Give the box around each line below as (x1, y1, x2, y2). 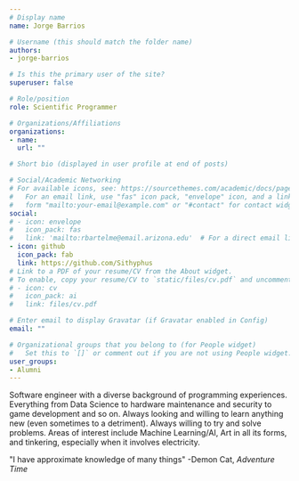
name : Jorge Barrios (9, 21, 86, 30)
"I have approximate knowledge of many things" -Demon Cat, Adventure (9, 454, 275, 465)
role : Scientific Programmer (9, 102, 117, 111)
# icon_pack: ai (9, 291, 77, 301)
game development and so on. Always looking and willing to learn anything (9, 409, 284, 420)
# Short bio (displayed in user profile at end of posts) (9, 159, 229, 169)
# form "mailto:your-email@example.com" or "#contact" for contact (9, 200, 273, 209)
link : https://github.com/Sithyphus (17, 258, 153, 267)
